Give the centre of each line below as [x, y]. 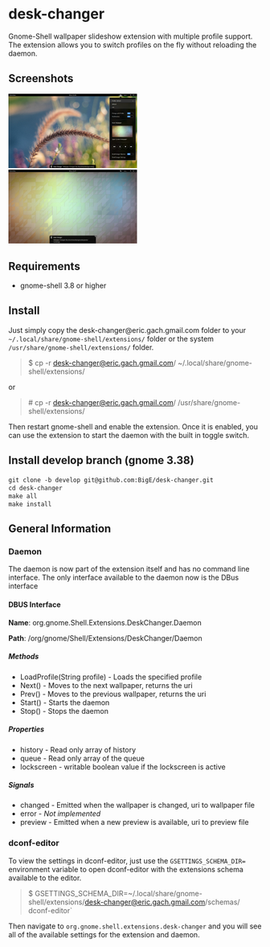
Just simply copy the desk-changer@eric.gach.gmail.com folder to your [127, 330]
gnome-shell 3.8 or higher [63, 285]
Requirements [44, 266]
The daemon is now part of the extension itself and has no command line [129, 569]
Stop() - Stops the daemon [64, 711]
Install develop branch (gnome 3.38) [101, 460]
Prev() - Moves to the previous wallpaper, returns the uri [113, 694]
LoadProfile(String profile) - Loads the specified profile [111, 677]
